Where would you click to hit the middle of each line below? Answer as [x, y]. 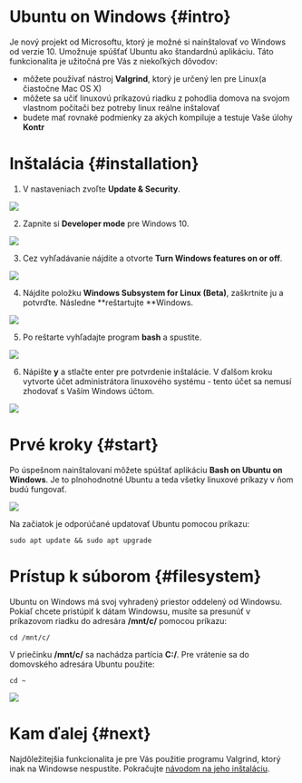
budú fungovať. [39, 489]
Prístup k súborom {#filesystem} [135, 576]
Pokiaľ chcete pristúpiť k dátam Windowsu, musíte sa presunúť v [130, 611]
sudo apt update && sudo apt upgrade [81, 540]
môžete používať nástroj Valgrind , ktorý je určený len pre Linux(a [144, 78]
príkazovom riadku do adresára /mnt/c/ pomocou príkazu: [118, 620]
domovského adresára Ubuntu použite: [83, 664]
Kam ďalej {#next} [80, 733]
